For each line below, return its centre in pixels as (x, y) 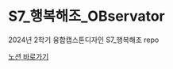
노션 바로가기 (29, 56)
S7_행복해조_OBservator (86, 16)
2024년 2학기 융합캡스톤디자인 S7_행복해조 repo (84, 40)
